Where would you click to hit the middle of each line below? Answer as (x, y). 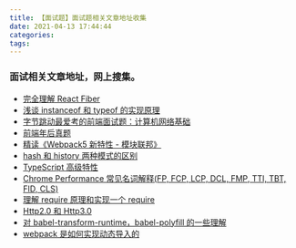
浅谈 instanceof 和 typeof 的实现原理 (92, 109)
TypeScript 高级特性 (60, 167)
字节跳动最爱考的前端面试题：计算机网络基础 (107, 121)
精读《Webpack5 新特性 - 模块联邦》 (92, 144)
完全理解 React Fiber (61, 98)
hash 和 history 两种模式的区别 (80, 155)
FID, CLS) (41, 189)
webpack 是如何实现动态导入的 (81, 233)
